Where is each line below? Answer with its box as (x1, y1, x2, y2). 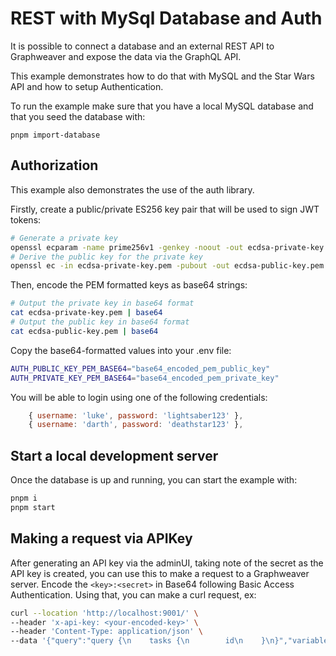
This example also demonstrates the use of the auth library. (10, 183, 255, 196)
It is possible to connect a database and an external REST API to (10, 40, 275, 52)
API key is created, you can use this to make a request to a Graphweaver (10, 567, 310, 579)
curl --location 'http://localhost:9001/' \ (10, 608, 199, 618)
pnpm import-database (10, 130, 101, 140)
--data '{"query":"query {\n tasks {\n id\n (10, 636, 244, 646)
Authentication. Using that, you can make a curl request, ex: (10, 588, 257, 601)
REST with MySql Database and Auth (10, 7, 323, 30)
